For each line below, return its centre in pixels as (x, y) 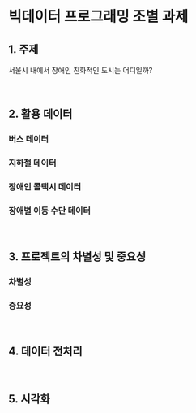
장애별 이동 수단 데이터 (50, 211)
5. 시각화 (29, 399)
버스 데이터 (29, 139)
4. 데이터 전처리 (45, 352)
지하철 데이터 (32, 163)
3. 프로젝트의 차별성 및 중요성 (77, 256)
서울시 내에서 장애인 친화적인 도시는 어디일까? (81, 70)
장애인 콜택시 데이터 (45, 187)
